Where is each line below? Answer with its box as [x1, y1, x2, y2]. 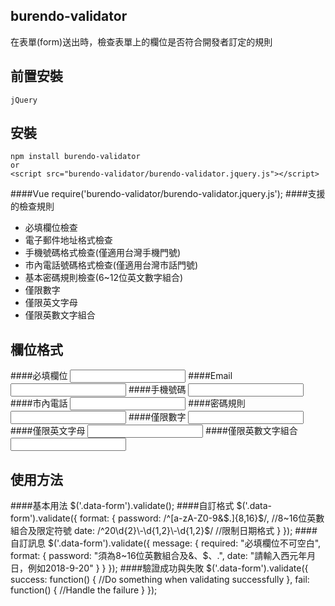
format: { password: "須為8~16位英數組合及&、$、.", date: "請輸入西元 [10, 550, 299, 562]
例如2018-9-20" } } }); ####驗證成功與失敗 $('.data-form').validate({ [27, 562, 309, 574]
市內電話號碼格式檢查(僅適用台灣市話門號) [24, 259, 199, 271]
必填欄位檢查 [24, 222, 78, 234]
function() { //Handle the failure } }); [10, 584, 158, 596]
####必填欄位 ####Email [10, 370, 233, 382]
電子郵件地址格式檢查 [24, 234, 113, 246]
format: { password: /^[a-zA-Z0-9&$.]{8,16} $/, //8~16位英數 [79, 512, 325, 524]
